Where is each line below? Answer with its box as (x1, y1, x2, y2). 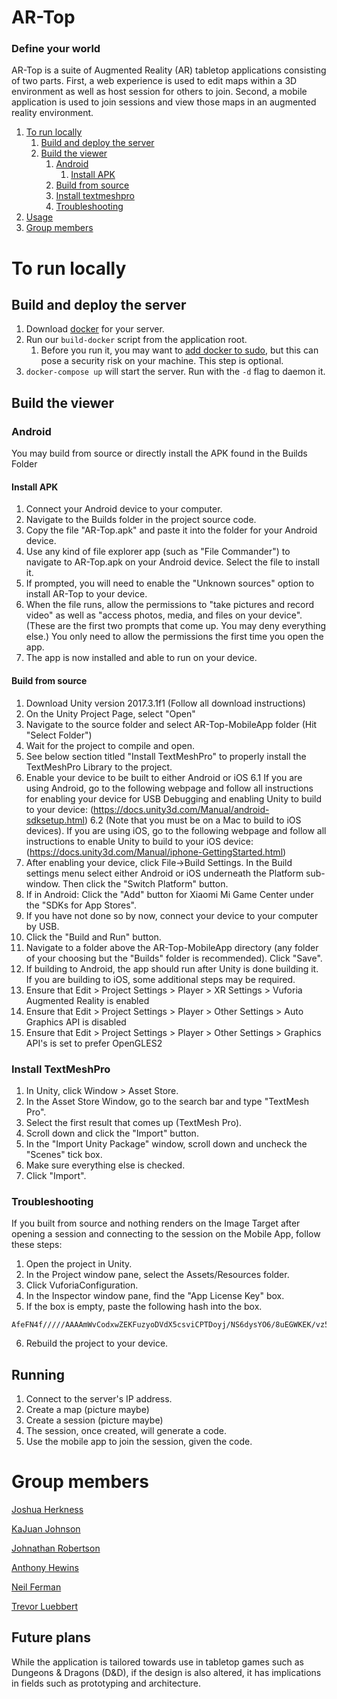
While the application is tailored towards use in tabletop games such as (11, 1656, 304, 1668)
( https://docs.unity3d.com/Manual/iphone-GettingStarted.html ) (25, 846, 287, 858)
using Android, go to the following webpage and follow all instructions (25, 782, 314, 794)
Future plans (11, 1629, 91, 1646)
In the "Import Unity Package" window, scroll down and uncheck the (25, 1137, 308, 1150)
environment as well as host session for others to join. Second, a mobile (11, 86, 308, 98)
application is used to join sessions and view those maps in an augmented (11, 96, 317, 108)
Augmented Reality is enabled (25, 994, 150, 1006)
